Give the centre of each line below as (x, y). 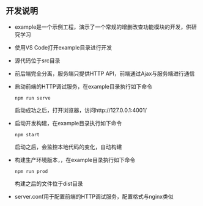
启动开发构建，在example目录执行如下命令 (68, 123)
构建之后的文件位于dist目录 (49, 183)
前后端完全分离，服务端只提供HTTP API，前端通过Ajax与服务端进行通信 (105, 73)
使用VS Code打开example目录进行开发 (63, 47)
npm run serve (32, 98)
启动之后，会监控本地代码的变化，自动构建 (68, 147)
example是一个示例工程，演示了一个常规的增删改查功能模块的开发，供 (103, 27)
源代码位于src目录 (37, 61)
